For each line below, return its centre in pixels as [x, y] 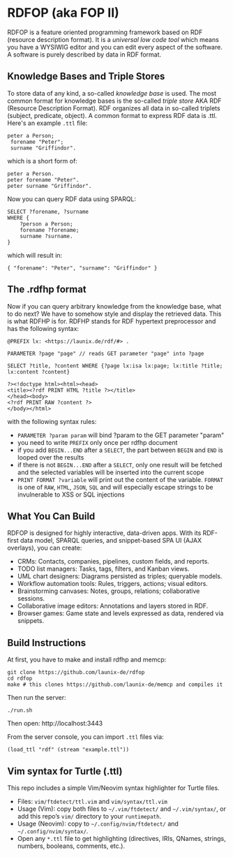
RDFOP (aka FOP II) [63, 13]
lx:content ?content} [39, 372]
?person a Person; [46, 224]
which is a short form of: [43, 161]
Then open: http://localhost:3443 [55, 724]
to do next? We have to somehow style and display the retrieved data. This [114, 314]
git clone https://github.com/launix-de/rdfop [76, 673]
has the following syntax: [43, 328]
